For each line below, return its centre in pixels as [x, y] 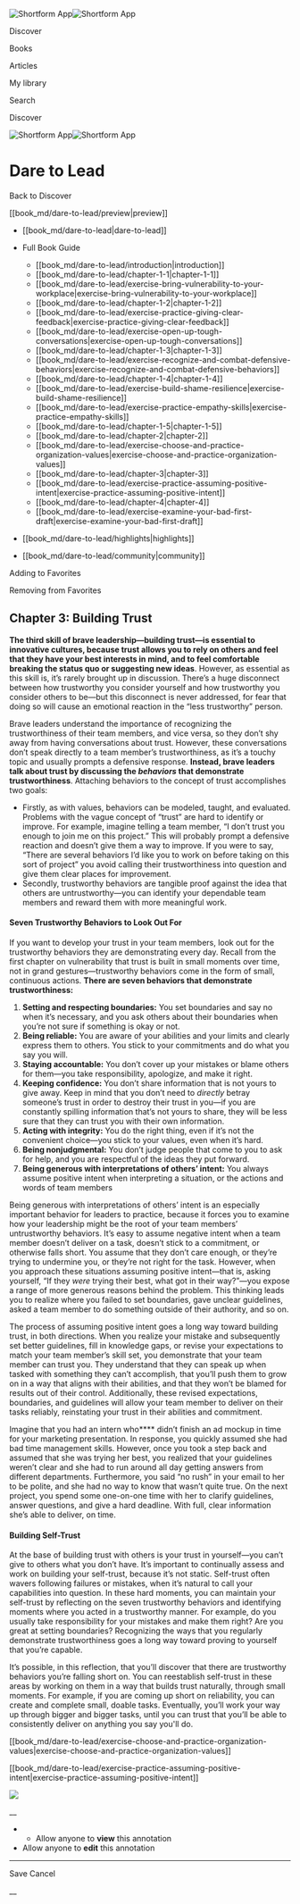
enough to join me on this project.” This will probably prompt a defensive [156, 836]
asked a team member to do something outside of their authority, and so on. [149, 1309]
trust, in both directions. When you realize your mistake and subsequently [145, 1336]
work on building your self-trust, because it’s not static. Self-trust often [140, 1574]
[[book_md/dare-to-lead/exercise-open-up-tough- [129, 331]
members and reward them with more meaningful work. [125, 902]
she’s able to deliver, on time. [62, 1515]
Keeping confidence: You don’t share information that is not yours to [149, 1083]
